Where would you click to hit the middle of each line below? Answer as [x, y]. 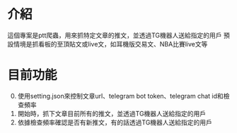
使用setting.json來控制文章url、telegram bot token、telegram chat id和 [121, 96]
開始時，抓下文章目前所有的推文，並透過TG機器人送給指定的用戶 [112, 113]
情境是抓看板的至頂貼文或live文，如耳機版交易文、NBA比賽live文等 [110, 44]
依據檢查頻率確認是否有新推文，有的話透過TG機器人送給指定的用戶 [115, 122]
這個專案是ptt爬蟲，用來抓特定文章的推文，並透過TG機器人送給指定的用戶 [115, 35]
